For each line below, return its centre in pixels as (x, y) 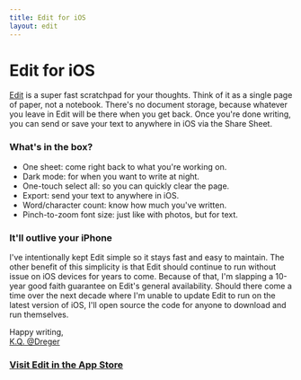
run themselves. (39, 314)
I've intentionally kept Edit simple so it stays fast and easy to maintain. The (147, 258)
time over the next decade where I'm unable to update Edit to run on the (142, 296)
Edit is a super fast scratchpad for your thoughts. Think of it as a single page (151, 95)
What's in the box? (51, 147)
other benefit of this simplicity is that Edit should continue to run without (143, 267)
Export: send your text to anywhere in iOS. (101, 195)
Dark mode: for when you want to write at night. (111, 176)
